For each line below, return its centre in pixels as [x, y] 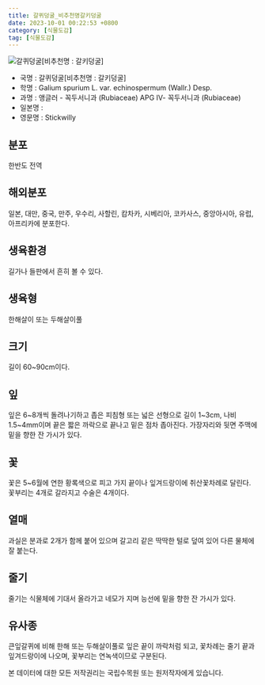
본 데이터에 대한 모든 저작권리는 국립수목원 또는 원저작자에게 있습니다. [116, 673]
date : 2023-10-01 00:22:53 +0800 [63, 23]
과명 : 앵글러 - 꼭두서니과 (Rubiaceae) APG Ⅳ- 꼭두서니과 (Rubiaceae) [130, 98]
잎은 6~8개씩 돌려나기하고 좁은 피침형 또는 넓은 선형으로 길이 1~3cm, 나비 [123, 415]
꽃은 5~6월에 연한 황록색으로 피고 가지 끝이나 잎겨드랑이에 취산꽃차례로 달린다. [130, 482]
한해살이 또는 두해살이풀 [45, 319]
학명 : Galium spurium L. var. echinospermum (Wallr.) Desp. [115, 88]
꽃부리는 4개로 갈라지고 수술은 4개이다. [68, 493]
